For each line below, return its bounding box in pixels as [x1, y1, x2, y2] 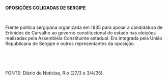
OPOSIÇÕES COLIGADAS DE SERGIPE [5, 5, 86, 11]
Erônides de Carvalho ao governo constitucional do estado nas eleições [5, 30, 156, 35]
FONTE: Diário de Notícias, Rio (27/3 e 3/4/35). [5, 70, 104, 76]
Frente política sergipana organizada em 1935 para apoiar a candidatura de [5, 24, 163, 30]
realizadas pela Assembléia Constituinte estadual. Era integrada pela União [5, 35, 162, 41]
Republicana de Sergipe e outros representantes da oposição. [5, 40, 135, 47]
